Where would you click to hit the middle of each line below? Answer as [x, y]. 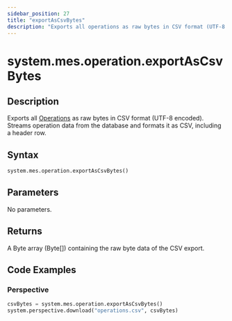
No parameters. [30, 209]
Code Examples [42, 270]
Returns [25, 232]
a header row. [27, 133]
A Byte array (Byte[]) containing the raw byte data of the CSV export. [106, 248]
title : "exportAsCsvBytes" [46, 20]
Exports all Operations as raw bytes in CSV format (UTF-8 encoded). [106, 118]
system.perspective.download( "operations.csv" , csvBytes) [93, 311]
